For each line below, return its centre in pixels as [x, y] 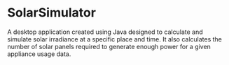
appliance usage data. [39, 54]
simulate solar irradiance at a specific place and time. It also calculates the [115, 39]
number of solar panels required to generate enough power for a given [109, 46]
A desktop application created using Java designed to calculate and [105, 32]
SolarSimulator [52, 13]
